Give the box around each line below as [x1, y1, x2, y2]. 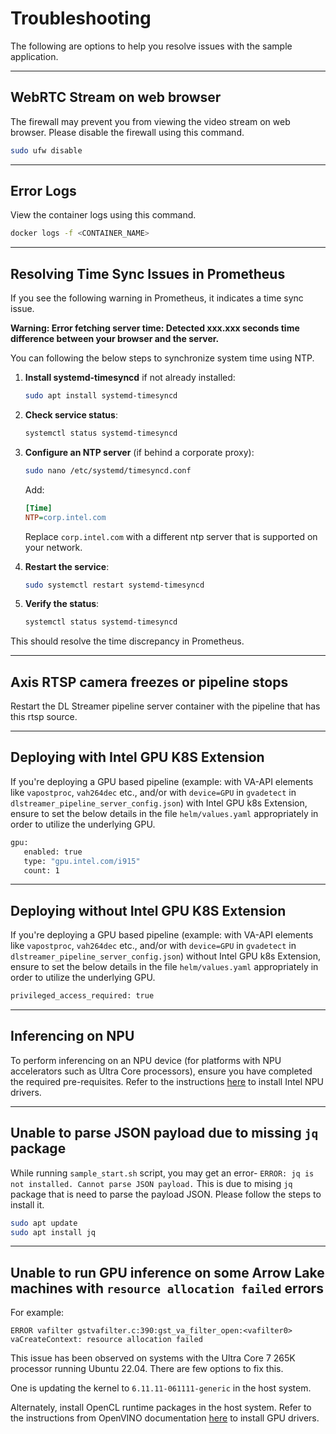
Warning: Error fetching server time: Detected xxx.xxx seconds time [10, 322, 300, 334]
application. [10, 50, 59, 62]
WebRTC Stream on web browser [10, 89, 222, 106]
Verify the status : [24, 598, 100, 610]
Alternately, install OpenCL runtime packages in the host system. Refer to [10, 1402, 312, 1414]
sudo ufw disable [10, 145, 83, 156]
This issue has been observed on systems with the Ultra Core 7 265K [10, 1352, 296, 1364]
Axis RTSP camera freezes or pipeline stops [10, 673, 289, 691]
